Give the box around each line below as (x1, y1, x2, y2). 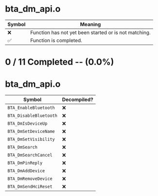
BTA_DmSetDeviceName (7, 129, 55, 134)
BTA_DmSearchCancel (7, 152, 53, 158)
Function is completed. (30, 37, 83, 44)
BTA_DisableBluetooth (7, 113, 57, 118)
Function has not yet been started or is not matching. (30, 29, 151, 36)
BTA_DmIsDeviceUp (7, 121, 48, 127)
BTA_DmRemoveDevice (7, 176, 53, 181)
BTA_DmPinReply (7, 160, 43, 166)
